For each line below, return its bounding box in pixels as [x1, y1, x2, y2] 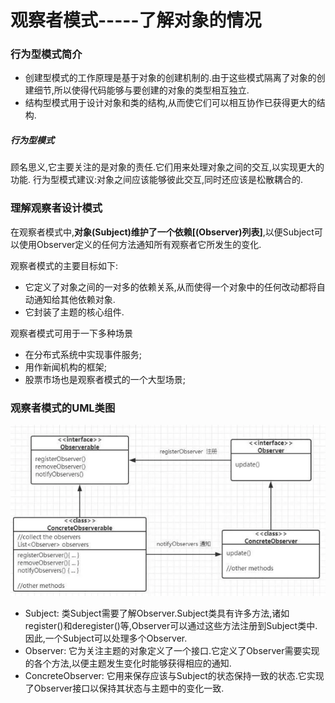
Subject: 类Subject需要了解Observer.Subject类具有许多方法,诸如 [24, 607, 290, 619]
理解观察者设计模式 [10, 201, 103, 215]
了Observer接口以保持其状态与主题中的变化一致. [24, 682, 225, 694]
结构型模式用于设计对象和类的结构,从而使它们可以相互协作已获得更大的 [24, 97, 317, 109]
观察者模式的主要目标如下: [10, 259, 119, 271]
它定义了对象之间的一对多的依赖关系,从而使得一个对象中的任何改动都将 [24, 281, 317, 293]
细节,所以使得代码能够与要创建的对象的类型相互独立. [33, 84, 250, 96]
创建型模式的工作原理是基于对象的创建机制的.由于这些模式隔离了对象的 [24, 72, 317, 84]
